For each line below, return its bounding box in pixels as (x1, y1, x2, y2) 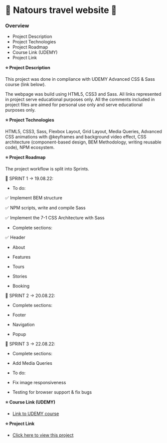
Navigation (12, 321, 35, 328)
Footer (12, 312, 26, 318)
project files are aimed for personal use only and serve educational (5, 102, 143, 108)
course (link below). (5, 82, 46, 88)
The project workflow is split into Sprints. (5, 166, 90, 172)
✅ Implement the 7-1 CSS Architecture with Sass (5, 215, 105, 221)
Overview (5, 22, 29, 29)
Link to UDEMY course (12, 411, 59, 417)
